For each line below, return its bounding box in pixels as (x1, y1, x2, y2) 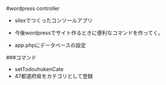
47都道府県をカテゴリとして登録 (14, 73, 93, 79)
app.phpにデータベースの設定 (14, 42, 86, 48)
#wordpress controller (6, 5, 60, 12)
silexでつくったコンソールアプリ (14, 17, 93, 24)
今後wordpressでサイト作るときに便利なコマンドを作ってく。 (14, 29, 164, 36)
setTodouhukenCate (14, 66, 64, 72)
